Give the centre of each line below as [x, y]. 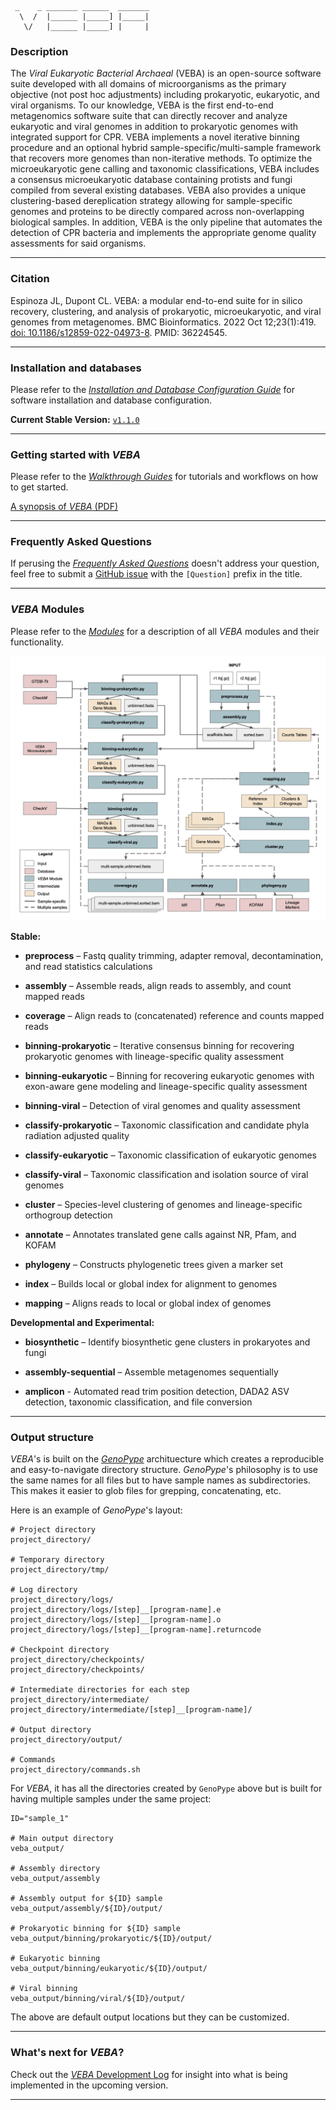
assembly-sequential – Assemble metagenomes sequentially [151, 1372]
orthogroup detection [68, 1215]
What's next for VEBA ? [67, 2053]
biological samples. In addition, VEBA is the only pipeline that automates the [166, 222]
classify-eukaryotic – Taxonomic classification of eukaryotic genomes [170, 1155]
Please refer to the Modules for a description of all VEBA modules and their [165, 631]
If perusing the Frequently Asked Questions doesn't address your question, [165, 563]
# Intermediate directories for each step [100, 1690]
